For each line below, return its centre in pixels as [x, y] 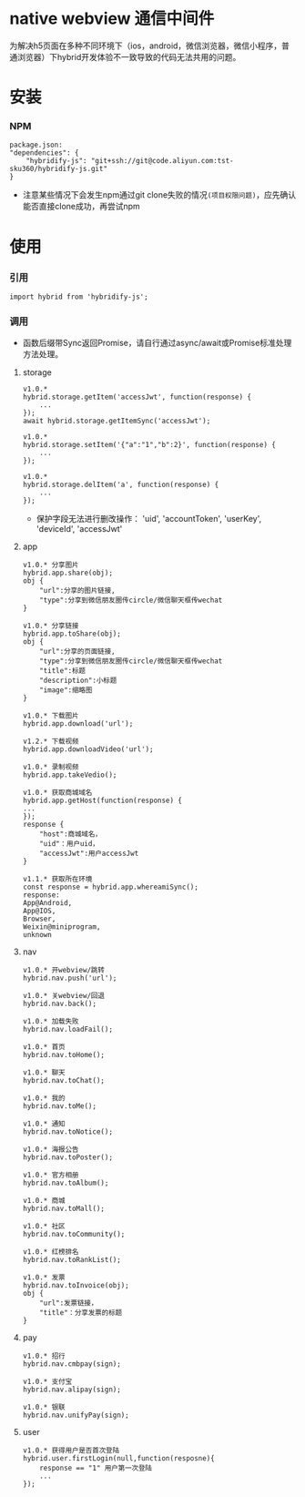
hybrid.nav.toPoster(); [68, 1157]
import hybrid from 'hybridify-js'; [79, 297]
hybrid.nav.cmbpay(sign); [71, 1364]
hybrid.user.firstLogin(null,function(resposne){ [119, 1459]
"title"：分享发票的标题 [81, 1313]
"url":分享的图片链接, [77, 591]
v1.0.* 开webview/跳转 [63, 971]
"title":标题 [63, 671]
